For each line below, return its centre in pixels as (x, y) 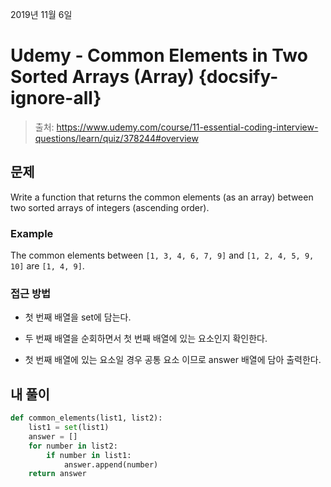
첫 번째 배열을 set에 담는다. (78, 317)
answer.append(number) (111, 464)
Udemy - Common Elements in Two (159, 55)
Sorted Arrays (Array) (102, 77)
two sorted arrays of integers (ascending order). (110, 207)
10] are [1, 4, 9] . (47, 266)
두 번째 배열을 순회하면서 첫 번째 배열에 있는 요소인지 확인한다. (146, 339)
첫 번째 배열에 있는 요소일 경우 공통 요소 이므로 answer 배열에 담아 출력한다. (173, 360)
